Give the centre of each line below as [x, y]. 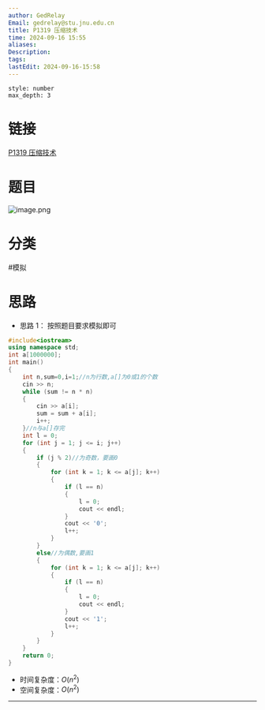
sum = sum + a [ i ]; [67, 414]
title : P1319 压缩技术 [43, 30]
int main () [26, 362]
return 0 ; [39, 656]
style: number [32, 88]
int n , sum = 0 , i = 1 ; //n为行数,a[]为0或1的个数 [90, 377]
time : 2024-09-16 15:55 [47, 37]
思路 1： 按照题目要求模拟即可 [68, 325]
